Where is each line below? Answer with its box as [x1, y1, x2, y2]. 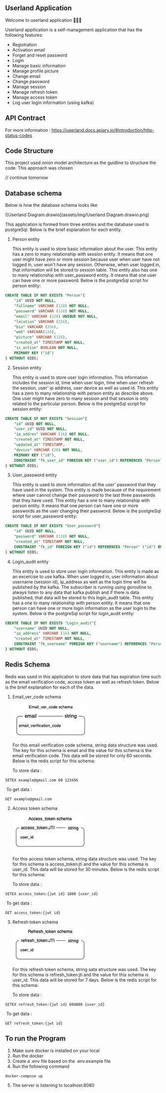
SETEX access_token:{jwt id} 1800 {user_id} [5, 891, 98, 896]
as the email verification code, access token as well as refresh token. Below [5, 679, 159, 685]
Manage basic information [12, 62, 66, 68]
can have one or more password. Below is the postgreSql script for [12, 278, 149, 284]
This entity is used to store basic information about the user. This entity [12, 246, 158, 252]
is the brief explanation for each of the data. [5, 684, 95, 690]
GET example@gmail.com [5, 797, 52, 802]
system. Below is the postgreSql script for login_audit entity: [12, 610, 135, 616]
